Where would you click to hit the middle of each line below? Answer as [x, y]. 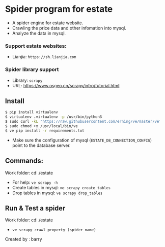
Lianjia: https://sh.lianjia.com [44, 57]
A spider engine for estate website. [48, 23]
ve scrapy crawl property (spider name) [54, 230]
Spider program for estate [59, 9]
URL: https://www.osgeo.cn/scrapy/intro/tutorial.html [66, 85]
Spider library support [32, 70]
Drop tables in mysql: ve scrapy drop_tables [57, 193]
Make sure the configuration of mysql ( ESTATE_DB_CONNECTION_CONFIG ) [82, 140]
